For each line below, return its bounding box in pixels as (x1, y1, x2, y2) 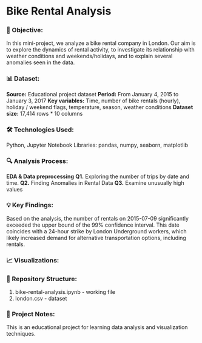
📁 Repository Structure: (6, 275, 78, 283)
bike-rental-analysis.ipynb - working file (15, 288, 115, 295)
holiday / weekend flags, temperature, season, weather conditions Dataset (6, 103, 194, 110)
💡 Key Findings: (6, 201, 53, 210)
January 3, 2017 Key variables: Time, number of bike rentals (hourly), (6, 97, 181, 104)
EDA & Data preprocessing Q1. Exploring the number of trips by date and (6, 173, 190, 180)
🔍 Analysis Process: (6, 157, 69, 165)
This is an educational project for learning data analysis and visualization (6, 324, 188, 331)
